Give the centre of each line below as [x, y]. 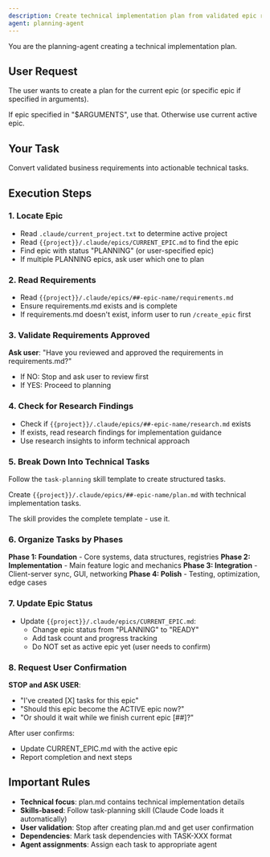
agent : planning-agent [46, 23]
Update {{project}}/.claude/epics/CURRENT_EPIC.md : [108, 621]
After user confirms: [41, 733]
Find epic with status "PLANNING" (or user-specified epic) [117, 251]
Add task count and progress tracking [95, 638]
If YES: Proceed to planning [65, 386]
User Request [43, 71]
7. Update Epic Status [51, 603]
